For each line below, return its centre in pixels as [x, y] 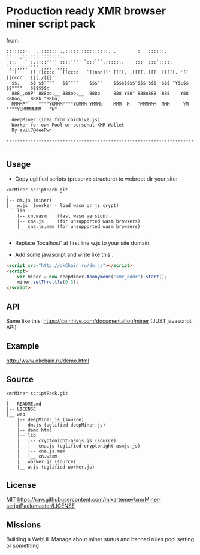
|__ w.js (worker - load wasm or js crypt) [63, 205]
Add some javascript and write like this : [64, 254]
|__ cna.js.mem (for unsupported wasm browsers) [79, 226]
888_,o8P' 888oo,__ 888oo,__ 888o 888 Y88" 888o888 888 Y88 [100, 93]
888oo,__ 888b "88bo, [33, 98]
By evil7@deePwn [32, 130]
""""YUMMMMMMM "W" [32, 109]
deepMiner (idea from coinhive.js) [56, 119]
